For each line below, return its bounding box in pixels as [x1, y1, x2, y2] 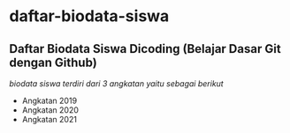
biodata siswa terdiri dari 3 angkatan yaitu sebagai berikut [9, 78, 224, 89]
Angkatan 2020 [21, 105, 80, 115]
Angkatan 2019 [21, 95, 78, 106]
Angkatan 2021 [21, 115, 78, 124]
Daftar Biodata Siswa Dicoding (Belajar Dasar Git [9, 41, 281, 56]
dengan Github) [9, 55, 97, 70]
